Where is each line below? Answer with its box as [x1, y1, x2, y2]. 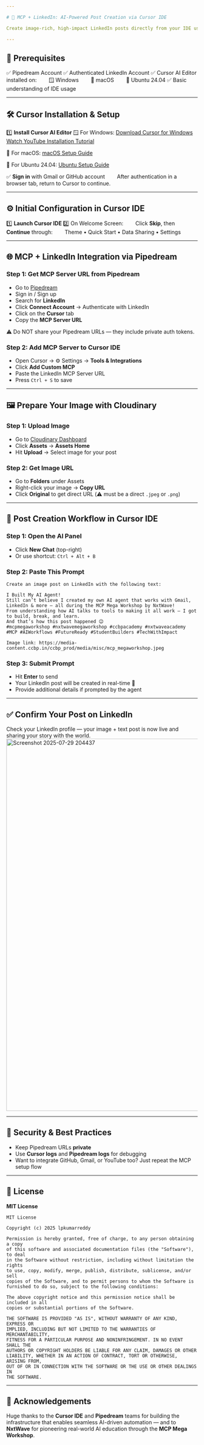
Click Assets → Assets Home [15, 442, 90, 449]
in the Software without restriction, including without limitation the [6, 1257, 194, 1263]
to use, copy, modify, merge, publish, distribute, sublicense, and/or [6, 1267, 191, 1273]
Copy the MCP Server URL [15, 316, 83, 323]
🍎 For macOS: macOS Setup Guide [6, 150, 93, 157]
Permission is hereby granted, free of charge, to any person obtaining [6, 1236, 194, 1242]
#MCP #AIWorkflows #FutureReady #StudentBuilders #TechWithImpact [6, 629, 178, 635]
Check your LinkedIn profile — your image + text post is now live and [6, 725, 179, 733]
